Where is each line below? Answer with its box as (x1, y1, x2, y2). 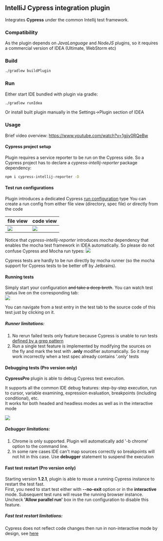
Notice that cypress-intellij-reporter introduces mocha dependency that (5, 237, 149, 243)
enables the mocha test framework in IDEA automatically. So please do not (5, 242, 155, 248)
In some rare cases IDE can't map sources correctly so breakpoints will (12, 448, 155, 455)
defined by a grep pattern (12, 338, 64, 344)
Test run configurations (5, 185, 54, 191)
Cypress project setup (5, 144, 51, 150)
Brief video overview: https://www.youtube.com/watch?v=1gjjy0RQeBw (5, 133, 148, 138)
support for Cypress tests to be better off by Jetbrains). (5, 263, 117, 269)
